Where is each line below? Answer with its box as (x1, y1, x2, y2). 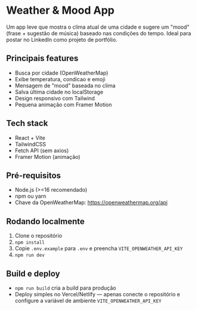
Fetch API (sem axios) (14, 147, 69, 154)
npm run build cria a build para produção (14, 284, 116, 291)
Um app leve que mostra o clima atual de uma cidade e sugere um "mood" (6, 23, 190, 30)
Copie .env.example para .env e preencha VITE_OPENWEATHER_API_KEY (14, 245, 183, 252)
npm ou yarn (14, 192, 47, 200)
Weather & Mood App (6, 4, 115, 17)
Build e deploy (6, 268, 60, 278)
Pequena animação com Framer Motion (14, 101, 112, 108)
